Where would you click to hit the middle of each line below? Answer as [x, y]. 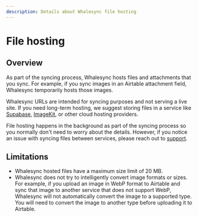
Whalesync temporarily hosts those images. [60, 90]
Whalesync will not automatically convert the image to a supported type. [103, 196]
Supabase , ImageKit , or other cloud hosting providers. [72, 114]
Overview [25, 63]
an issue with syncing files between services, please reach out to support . [97, 138]
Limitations [27, 157]
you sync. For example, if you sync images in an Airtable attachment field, [96, 83]
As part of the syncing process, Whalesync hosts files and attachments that [99, 77]
